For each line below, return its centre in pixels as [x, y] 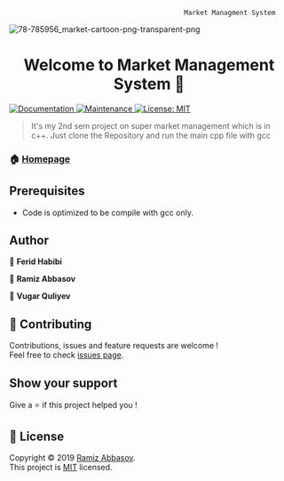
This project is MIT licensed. [61, 467]
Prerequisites [47, 191]
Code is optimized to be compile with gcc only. [107, 212]
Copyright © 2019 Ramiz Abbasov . [72, 457]
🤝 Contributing [51, 324]
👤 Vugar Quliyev [40, 296]
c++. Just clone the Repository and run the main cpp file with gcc [150, 135]
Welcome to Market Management [149, 65]
